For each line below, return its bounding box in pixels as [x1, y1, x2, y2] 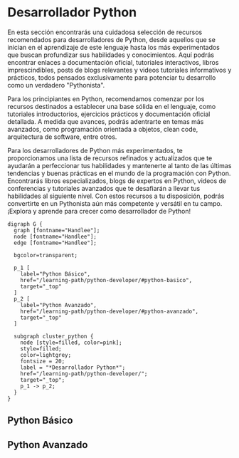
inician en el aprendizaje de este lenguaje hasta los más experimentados [7, 43, 221, 51]
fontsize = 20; [20, 358, 65, 365]
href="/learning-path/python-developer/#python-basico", [20, 276, 193, 283]
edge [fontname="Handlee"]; [14, 239, 97, 246]
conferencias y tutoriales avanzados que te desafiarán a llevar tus [7, 184, 201, 192]
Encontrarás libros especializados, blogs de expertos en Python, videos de [7, 176, 227, 185]
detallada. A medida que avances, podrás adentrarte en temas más [7, 117, 204, 125]
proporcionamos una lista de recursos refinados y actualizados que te [7, 154, 213, 162]
